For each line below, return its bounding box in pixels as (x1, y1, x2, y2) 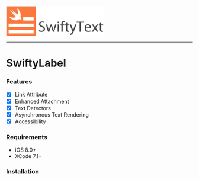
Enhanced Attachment (14, 98, 69, 105)
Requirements (6, 133, 48, 141)
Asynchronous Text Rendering (14, 111, 89, 118)
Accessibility (14, 118, 46, 125)
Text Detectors (14, 104, 52, 111)
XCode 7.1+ (14, 153, 43, 160)
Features (6, 78, 33, 86)
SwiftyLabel (6, 56, 66, 70)
